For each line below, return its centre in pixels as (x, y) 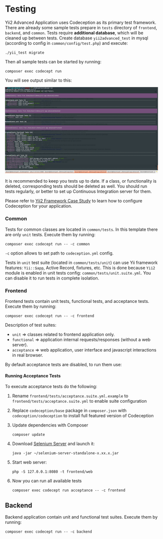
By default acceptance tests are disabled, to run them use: (64, 365)
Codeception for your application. (39, 206)
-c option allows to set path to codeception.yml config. (59, 253)
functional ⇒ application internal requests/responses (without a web (81, 340)
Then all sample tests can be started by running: (53, 61)
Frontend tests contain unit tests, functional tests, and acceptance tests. (77, 301)
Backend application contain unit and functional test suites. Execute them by (81, 517)
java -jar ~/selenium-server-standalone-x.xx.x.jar (65, 453)
